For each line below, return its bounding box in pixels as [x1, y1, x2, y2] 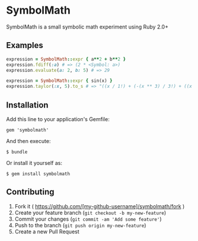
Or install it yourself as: [6, 159, 62, 166]
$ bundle [6, 149, 28, 155]
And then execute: [6, 137, 51, 144]
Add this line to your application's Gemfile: [6, 115, 110, 122]
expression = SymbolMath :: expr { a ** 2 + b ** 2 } [6, 56, 126, 62]
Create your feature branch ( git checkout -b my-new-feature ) [14, 209, 167, 216]
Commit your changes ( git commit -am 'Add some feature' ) [14, 215, 162, 223]
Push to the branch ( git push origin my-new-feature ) [14, 221, 146, 229]
